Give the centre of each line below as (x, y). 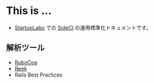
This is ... (29, 11)
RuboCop (26, 62)
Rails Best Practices (38, 75)
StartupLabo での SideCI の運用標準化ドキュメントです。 (83, 27)
